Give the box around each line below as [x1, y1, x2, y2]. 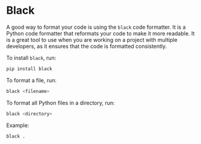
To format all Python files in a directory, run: [6, 99, 116, 106]
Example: [6, 121, 29, 129]
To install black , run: [6, 54, 57, 61]
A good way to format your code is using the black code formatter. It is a [6, 23, 186, 31]
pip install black [6, 65, 52, 72]
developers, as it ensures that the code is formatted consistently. [6, 43, 167, 50]
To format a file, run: [6, 76, 57, 84]
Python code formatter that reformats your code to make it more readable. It [6, 29, 195, 37]
